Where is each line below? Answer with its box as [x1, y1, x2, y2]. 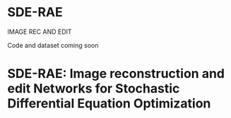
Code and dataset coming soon [7, 41, 99, 49]
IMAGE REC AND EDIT [7, 27, 72, 36]
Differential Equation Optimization [7, 96, 211, 112]
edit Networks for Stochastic [7, 81, 180, 97]
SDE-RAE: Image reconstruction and [7, 66, 225, 81]
